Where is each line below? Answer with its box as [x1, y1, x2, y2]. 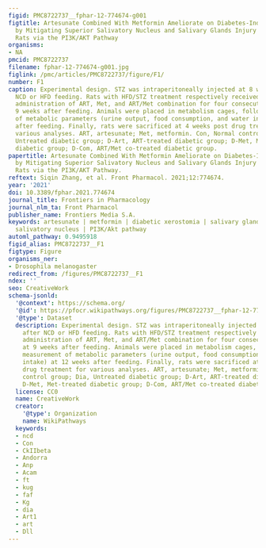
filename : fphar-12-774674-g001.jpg [8, 63, 129, 71]
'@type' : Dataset [15, 314, 73, 322]
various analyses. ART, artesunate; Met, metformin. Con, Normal [15, 129, 236, 137]
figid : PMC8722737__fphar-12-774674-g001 [8, 11, 147, 20]
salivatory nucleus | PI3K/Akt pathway [15, 225, 147, 234]
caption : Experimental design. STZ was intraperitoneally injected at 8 [8, 85, 253, 94]
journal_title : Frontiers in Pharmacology [8, 196, 150, 204]
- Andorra [15, 454, 47, 462]
